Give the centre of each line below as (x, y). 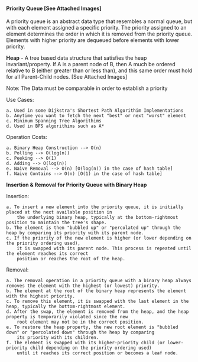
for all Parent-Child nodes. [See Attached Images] (67, 77)
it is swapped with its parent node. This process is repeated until (104, 248)
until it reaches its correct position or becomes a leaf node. (98, 353)
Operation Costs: (27, 137)
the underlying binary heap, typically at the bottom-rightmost (98, 218)
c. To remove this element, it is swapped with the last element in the (98, 302)
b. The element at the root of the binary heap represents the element (96, 291)
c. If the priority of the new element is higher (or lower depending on (99, 238)
